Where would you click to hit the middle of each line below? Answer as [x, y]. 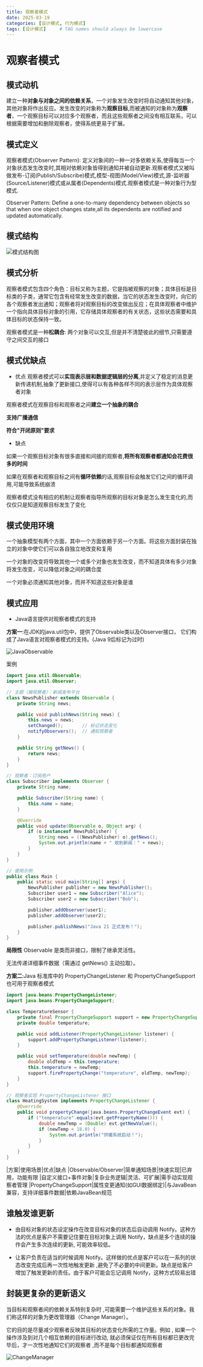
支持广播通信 [22, 417]
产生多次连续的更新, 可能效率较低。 [69, 1244]
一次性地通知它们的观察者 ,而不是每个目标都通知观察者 [95, 1345]
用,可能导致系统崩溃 [31, 484]
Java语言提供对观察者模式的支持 [56, 619]
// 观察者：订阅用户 [28, 776]
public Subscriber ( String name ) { [60, 798]
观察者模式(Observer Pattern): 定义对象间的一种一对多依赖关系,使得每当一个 [101, 160]
